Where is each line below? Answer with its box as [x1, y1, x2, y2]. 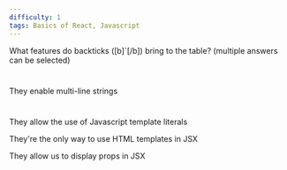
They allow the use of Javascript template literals [9, 116, 188, 127]
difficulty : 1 [9, 12, 62, 22]
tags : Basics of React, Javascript [9, 21, 140, 30]
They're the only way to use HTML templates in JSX [9, 133, 199, 144]
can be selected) [9, 55, 71, 65]
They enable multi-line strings [9, 85, 118, 96]
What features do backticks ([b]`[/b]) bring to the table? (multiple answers [9, 45, 278, 55]
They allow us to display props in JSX [9, 151, 146, 161]
